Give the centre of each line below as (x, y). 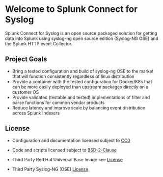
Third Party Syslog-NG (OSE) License (50, 169)
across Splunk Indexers (36, 113)
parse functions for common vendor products (58, 103)
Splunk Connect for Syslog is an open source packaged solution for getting (81, 33)
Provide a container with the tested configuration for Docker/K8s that (82, 81)
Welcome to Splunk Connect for (71, 9)
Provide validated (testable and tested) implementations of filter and (81, 97)
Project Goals (26, 59)
